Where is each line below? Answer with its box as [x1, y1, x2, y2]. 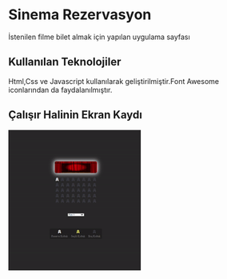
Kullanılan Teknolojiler [8, 55, 121, 69]
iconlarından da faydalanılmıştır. [8, 85, 113, 94]
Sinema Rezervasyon [8, 6, 152, 24]
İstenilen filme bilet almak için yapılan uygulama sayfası [8, 32, 190, 42]
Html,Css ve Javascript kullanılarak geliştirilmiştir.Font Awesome [8, 76, 220, 86]
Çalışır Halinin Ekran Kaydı [8, 108, 142, 122]
